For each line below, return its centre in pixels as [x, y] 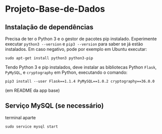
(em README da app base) [32, 90]
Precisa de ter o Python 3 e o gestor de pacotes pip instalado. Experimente [81, 39]
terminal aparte [20, 117]
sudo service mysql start [31, 126]
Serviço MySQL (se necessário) [54, 106]
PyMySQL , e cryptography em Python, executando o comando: [66, 72]
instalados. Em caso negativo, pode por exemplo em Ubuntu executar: [76, 49]
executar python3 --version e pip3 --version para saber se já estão [74, 44]
